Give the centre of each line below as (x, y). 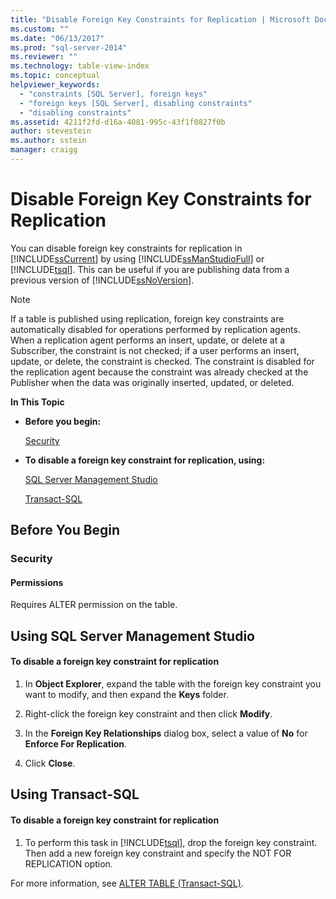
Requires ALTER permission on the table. (94, 605)
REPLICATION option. (68, 863)
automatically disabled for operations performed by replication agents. (155, 329)
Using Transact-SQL (75, 794)
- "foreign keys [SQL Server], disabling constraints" (136, 103)
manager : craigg (44, 150)
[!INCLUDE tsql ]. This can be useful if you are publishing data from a (150, 269)
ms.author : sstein (48, 141)
